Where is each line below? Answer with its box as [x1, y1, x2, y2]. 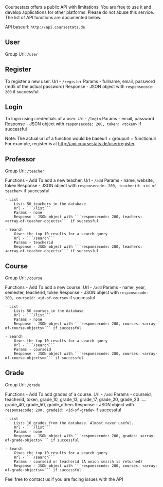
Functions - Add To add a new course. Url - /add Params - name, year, [5, 285, 146, 290]
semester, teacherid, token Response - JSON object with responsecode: [5, 289, 148, 295]
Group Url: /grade [5, 381, 40, 388]
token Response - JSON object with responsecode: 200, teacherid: [5, 183, 141, 189]
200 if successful [5, 89, 39, 94]
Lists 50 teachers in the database [14, 201, 86, 207]
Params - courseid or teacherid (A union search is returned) [14, 459, 143, 464]
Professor [5, 155, 36, 163]
